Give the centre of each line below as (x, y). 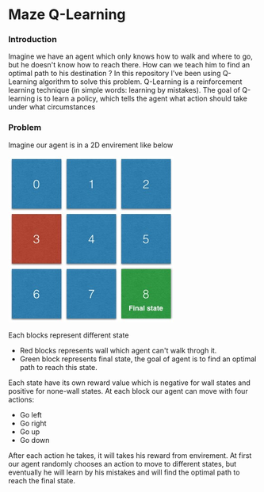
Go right (33, 423)
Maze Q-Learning (67, 15)
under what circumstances (52, 107)
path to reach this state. (58, 367)
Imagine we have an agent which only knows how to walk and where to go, (131, 56)
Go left (31, 414)
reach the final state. (42, 480)
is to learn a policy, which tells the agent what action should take (142, 99)
